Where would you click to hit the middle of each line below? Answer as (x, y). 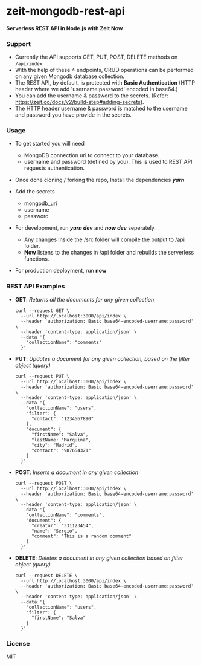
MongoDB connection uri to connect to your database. (92, 155)
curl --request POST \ (43, 483)
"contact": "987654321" (61, 450)
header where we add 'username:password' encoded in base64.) (96, 89)
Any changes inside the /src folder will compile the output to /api (104, 239)
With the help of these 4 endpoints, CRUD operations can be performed (104, 70)
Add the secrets (35, 192)
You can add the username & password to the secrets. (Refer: (91, 96)
